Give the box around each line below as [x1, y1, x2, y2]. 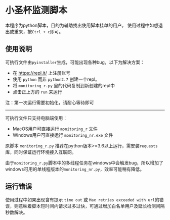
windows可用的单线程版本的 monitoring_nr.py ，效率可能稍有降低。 [5, 166, 145, 172]
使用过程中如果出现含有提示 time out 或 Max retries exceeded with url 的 [5, 196, 159, 202]
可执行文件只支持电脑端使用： [5, 115, 67, 121]
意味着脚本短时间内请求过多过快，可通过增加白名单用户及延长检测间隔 [18, 203, 165, 209]
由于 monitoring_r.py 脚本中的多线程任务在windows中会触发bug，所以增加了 [5, 159, 163, 166]
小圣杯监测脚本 [5, 5, 68, 16]
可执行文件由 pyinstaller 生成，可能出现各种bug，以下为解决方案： [5, 59, 145, 65]
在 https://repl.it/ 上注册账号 [12, 70, 71, 76]
